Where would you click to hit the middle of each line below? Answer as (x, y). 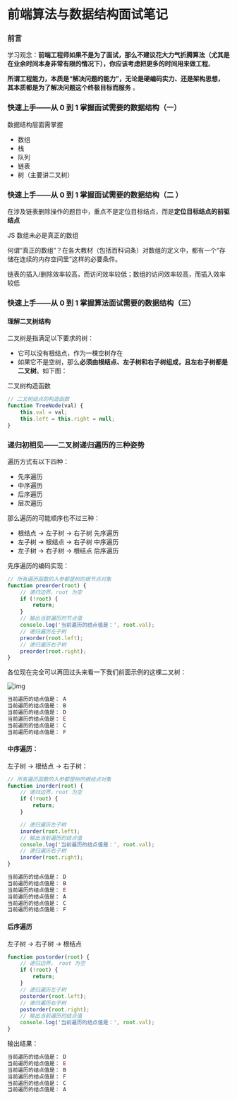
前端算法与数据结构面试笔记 (88, 14)
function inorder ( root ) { (45, 786)
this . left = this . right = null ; (67, 419)
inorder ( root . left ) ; (50, 831)
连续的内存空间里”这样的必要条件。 (71, 259)
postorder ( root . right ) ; (55, 1009)
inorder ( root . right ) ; (51, 858)
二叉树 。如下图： (42, 371)
